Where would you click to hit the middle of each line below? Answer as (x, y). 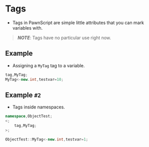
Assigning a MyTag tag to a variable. (48, 65)
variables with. (27, 28)
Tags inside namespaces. (38, 107)
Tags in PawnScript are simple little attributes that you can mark (78, 23)
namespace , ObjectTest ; (29, 116)
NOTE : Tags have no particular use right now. (64, 38)
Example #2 (23, 95)
